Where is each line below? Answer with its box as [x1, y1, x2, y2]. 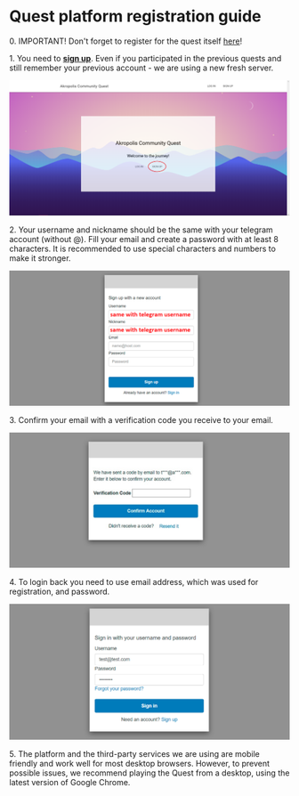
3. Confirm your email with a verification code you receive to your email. [9, 415, 274, 426]
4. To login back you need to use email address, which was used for [9, 577, 259, 588]
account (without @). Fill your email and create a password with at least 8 [9, 233, 279, 244]
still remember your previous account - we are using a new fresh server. [9, 62, 274, 73]
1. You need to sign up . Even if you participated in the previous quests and [9, 53, 282, 63]
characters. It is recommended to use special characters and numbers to [9, 243, 276, 254]
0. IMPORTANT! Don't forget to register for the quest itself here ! [9, 36, 243, 46]
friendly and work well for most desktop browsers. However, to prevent [9, 758, 270, 768]
